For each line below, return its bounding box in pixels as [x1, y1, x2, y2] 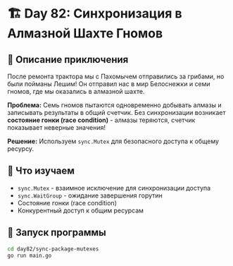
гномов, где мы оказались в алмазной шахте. [7, 87, 146, 95]
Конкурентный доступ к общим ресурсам [17, 206, 144, 214]
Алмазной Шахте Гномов [7, 25, 163, 42]
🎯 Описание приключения [7, 54, 129, 66]
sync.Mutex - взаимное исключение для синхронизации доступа [17, 183, 211, 192]
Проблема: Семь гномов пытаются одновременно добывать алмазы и [7, 101, 222, 109]
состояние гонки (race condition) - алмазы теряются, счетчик [7, 116, 196, 124]
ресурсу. [7, 145, 34, 152]
